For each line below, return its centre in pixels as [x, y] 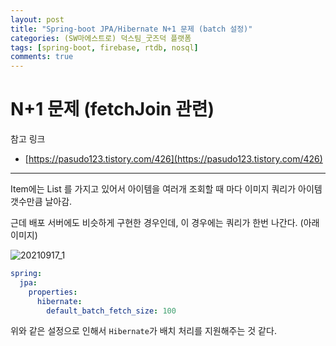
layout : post [37, 19]
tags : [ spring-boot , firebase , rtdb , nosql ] [104, 47]
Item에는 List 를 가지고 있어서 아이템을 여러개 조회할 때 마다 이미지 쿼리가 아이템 [166, 189]
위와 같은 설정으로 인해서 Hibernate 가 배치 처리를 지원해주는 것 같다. [143, 331]
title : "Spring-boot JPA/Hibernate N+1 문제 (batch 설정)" [131, 29]
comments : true [42, 57]
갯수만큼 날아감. [41, 202]
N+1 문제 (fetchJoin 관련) [112, 109]
